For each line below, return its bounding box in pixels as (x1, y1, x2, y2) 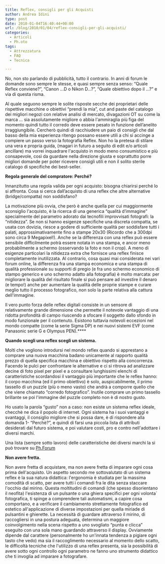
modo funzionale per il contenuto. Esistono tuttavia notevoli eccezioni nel (5, 318, 154, 323)
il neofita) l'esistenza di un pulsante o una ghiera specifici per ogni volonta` (5, 490, 158, 496)
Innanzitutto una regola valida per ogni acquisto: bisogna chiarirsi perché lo (5, 183, 158, 189)
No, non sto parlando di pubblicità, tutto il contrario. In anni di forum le (5, 76, 148, 81)
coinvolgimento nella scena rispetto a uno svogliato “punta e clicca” (5, 522, 143, 528)
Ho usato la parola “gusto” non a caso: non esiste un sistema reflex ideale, (5, 404, 156, 410)
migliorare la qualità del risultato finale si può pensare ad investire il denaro (5, 277, 157, 282)
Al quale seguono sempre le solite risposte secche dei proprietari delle (5, 101, 149, 107)
